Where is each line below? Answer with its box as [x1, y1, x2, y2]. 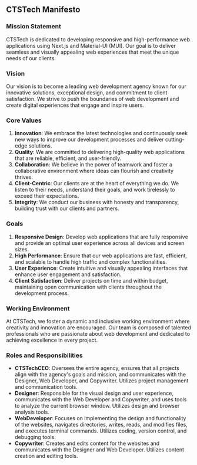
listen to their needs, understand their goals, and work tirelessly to [14, 186, 175, 194]
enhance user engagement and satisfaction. [14, 271, 122, 278]
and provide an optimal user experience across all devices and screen [14, 239, 185, 247]
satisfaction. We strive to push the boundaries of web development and [6, 95, 179, 102]
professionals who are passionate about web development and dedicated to [6, 330, 190, 337]
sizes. [14, 245, 29, 253]
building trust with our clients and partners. [14, 205, 119, 212]
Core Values [6, 116, 42, 125]
